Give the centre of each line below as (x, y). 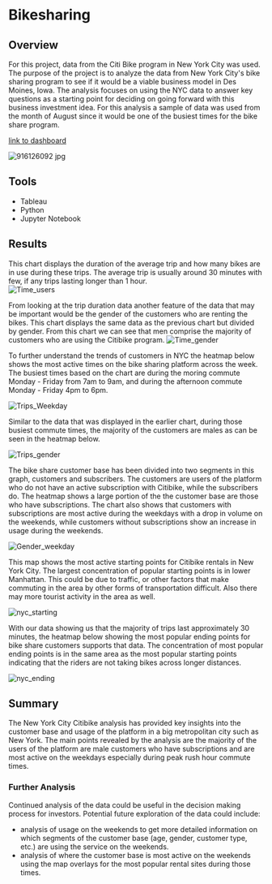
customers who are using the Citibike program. (87, 339)
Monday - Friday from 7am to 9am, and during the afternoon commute (125, 381)
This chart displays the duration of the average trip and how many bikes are (134, 263)
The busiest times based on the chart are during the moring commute (124, 373)
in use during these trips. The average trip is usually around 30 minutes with (135, 272)
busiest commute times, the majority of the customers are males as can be (133, 430)
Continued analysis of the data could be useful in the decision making (125, 804)
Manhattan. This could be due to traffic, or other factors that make (119, 579)
